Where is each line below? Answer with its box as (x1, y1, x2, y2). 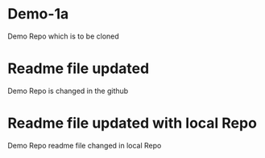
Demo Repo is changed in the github (7, 86, 129, 95)
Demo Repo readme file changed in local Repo (7, 140, 162, 150)
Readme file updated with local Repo (7, 114, 257, 132)
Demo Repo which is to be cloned (7, 31, 120, 41)
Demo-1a (7, 5, 69, 23)
